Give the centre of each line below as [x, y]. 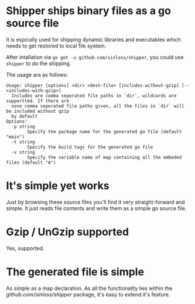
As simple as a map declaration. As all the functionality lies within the [89, 288]
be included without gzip [37, 111]
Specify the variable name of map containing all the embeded [105, 157]
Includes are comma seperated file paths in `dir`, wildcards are [94, 96]
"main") [16, 137]
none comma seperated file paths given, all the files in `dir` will [98, 106]
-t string [23, 142]
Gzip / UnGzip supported [68, 232]
